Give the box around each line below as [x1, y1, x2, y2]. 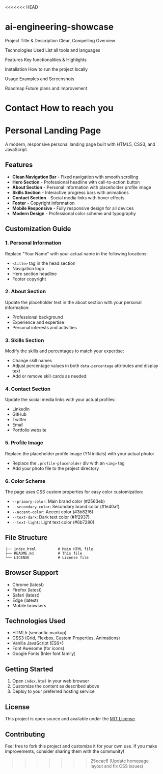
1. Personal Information [5, 240, 61, 247]
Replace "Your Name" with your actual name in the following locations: [5, 250, 148, 256]
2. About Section [5, 288, 46, 295]
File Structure [5, 533, 48, 542]
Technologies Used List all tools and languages [5, 47, 101, 53]
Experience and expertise [12, 319, 64, 325]
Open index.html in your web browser [12, 678, 89, 684]
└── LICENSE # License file [5, 555, 89, 560]
